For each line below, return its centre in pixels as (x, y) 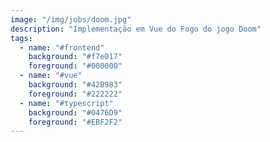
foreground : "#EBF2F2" (75, 122)
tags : (21, 38)
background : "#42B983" (75, 85)
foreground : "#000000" (75, 66)
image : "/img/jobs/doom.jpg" (71, 19)
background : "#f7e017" (75, 57)
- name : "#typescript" (66, 103)
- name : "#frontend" (62, 47)
